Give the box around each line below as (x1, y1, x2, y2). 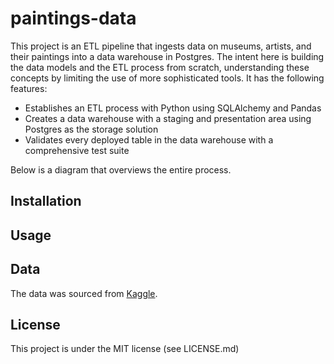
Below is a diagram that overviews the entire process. (10, 163, 232, 176)
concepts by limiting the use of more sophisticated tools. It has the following (10, 72, 325, 84)
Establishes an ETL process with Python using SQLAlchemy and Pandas (24, 102, 322, 114)
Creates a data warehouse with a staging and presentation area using (24, 112, 312, 124)
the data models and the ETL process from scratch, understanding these (10, 61, 310, 73)
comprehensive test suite (24, 144, 130, 156)
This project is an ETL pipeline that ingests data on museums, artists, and (10, 40, 312, 52)
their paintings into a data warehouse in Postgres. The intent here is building (10, 50, 325, 62)
